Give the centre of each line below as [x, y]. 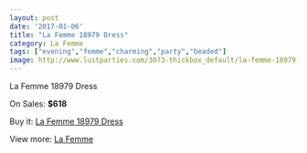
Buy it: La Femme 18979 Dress [66, 121]
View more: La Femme [52, 139]
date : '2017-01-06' [47, 26]
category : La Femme [47, 43]
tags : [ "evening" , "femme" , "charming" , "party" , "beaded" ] [118, 52]
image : [22, 60]
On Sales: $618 [38, 104]
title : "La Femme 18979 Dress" [69, 35]
